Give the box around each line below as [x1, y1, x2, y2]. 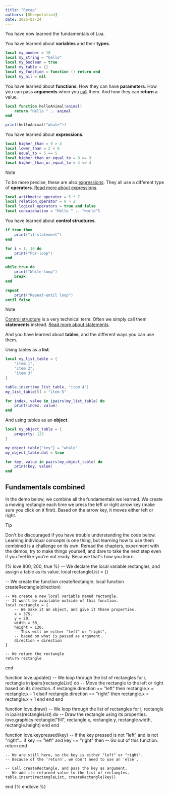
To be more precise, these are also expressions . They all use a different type [5, 179, 164, 185]
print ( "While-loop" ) [14, 269, 58, 274]
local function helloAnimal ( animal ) [5, 103, 82, 109]
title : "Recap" [5, 7, 37, 13]
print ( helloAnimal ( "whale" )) [5, 122, 67, 127]
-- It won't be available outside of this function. [5, 598, 119, 603]
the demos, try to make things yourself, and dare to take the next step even [5, 548, 161, 554]
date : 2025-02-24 [5, 17, 42, 22]
